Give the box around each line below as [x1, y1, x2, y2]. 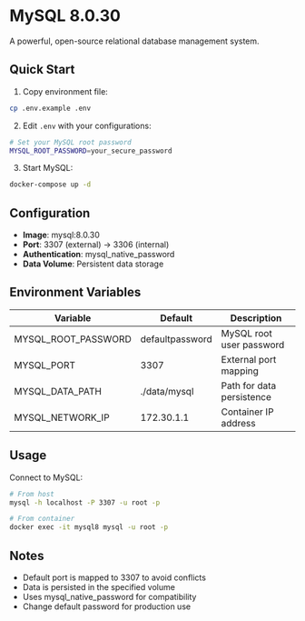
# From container [9, 515, 75, 524]
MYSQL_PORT [14, 358, 75, 371]
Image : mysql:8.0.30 [22, 229, 100, 241]
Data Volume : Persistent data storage [22, 258, 164, 269]
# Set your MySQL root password [9, 137, 132, 146]
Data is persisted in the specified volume [22, 582, 175, 592]
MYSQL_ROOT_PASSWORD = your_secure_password [9, 146, 172, 155]
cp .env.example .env [9, 104, 92, 113]
